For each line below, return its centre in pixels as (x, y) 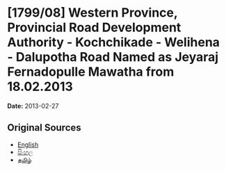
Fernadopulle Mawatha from (91, 72)
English (28, 145)
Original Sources (44, 128)
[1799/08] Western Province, (92, 13)
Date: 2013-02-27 (33, 106)
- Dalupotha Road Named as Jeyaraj (113, 57)
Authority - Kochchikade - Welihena (114, 42)
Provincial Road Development (94, 27)
